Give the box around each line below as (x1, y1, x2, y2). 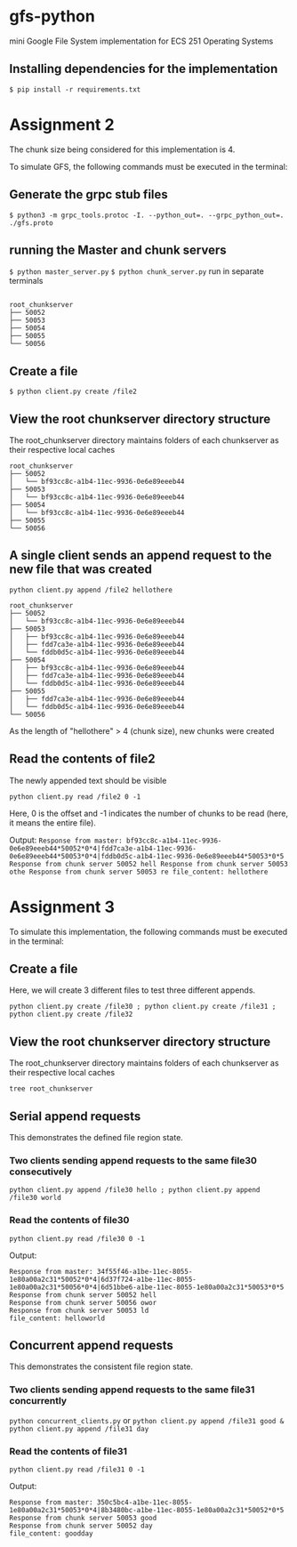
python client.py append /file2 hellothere (9, 585, 173, 594)
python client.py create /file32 (9, 1010, 133, 1019)
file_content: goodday (9, 1528, 93, 1538)
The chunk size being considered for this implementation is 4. (9, 144, 236, 155)
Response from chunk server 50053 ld (9, 1306, 149, 1315)
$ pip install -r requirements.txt (9, 85, 141, 94)
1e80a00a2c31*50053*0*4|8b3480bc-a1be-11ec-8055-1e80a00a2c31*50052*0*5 (9, 1505, 285, 1514)
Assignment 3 (9, 897, 116, 917)
